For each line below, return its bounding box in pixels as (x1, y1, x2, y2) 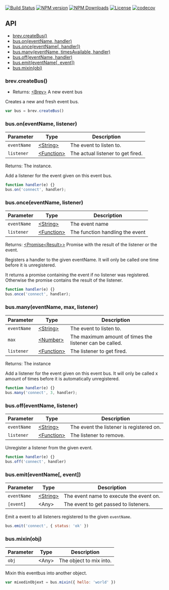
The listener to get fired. (70, 348, 127, 355)
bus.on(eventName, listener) (5, 120, 77, 127)
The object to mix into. (58, 557, 112, 564)
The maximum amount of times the (70, 333, 152, 340)
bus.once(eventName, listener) (5, 199, 83, 206)
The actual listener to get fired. (70, 150, 143, 157)
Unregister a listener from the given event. (5, 445, 93, 451)
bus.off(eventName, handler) (12, 54, 73, 60)
